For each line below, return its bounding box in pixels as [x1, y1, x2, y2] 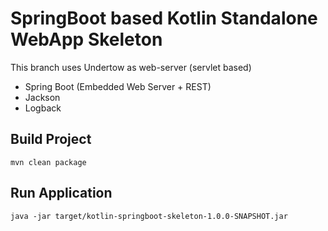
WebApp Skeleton [10, 28, 163, 51]
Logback [24, 102, 62, 114]
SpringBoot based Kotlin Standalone [10, 7, 318, 30]
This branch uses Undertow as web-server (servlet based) [10, 61, 252, 73]
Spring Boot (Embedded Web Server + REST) [24, 80, 212, 92]
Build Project [10, 131, 92, 148]
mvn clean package [10, 157, 87, 167]
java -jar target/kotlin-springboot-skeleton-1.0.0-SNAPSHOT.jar [10, 211, 288, 221]
